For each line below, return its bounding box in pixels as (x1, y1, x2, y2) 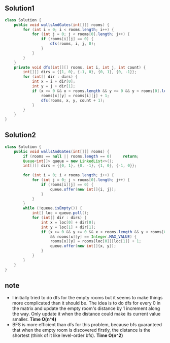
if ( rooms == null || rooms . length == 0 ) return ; (23, 153, 139, 159)
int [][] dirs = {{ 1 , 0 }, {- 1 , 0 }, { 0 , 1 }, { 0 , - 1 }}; (23, 70, 137, 75)
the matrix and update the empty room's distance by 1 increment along (12, 305, 160, 311)
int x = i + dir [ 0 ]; (31, 79, 76, 84)
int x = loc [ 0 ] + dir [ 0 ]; (41, 220, 96, 225)
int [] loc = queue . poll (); (31, 210, 89, 215)
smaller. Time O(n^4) (12, 316, 57, 322)
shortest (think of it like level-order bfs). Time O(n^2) (12, 332, 123, 338)
